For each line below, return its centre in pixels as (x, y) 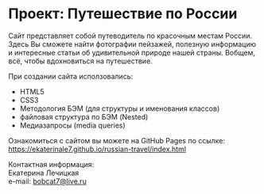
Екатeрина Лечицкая (44, 173)
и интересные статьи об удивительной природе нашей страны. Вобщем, (132, 52)
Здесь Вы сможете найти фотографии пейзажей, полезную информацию (132, 44)
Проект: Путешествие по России (123, 14)
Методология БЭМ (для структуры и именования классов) (120, 108)
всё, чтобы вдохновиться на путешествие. (80, 61)
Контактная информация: (51, 164)
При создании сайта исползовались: (71, 76)
